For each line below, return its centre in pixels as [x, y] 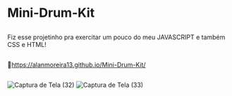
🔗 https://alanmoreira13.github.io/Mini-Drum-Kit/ [77, 64]
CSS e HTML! [27, 44]
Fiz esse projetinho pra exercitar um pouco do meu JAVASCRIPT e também [116, 37]
